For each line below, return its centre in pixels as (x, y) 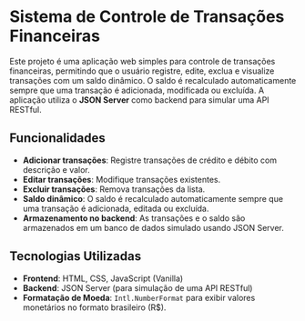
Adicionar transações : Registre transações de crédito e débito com (150, 160)
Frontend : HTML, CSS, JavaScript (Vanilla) (103, 278)
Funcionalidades (58, 138)
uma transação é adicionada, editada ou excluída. (116, 208)
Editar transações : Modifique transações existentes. (122, 179)
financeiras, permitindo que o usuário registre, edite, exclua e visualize (142, 71)
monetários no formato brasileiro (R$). (94, 307)
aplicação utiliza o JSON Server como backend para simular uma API (140, 100)
